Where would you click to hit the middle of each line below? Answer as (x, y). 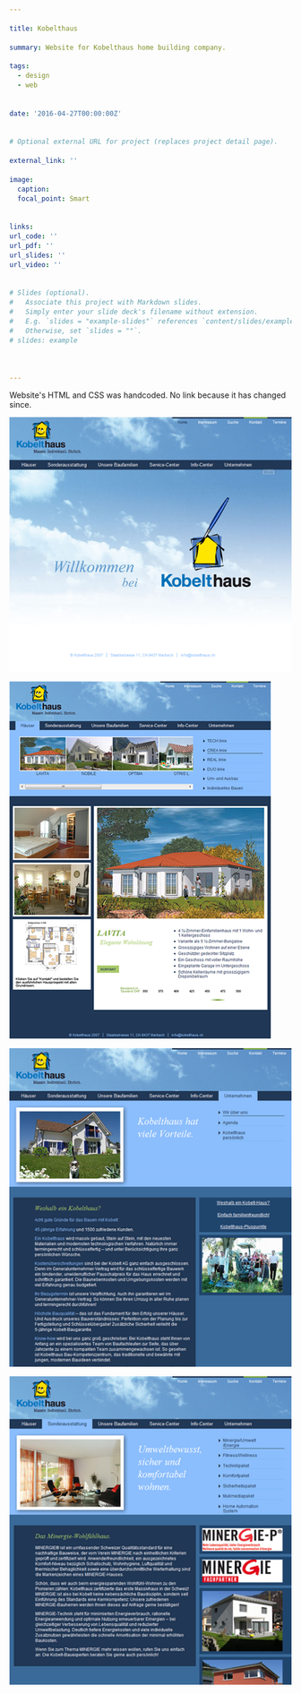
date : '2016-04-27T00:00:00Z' (66, 113)
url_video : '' (36, 264)
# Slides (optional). (50, 293)
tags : (19, 66)
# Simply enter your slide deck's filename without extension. (133, 312)
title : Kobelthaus (43, 28)
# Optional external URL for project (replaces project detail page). (144, 142)
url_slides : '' (38, 255)
